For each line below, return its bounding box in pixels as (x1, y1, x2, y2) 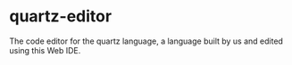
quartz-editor (9, 6, 113, 27)
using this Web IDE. (9, 45, 81, 55)
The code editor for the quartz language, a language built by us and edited (9, 36, 284, 46)
